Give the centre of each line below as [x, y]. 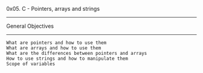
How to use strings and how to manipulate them [67, 59]
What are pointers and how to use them [56, 43]
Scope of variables [31, 64]
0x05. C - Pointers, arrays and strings [53, 9]
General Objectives [30, 26]
